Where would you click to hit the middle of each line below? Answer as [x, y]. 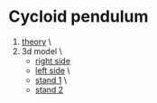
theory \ [36, 42]
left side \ [52, 70]
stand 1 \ [51, 80]
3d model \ [42, 51]
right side [53, 61]
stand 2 [49, 89]
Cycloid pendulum [78, 17]
